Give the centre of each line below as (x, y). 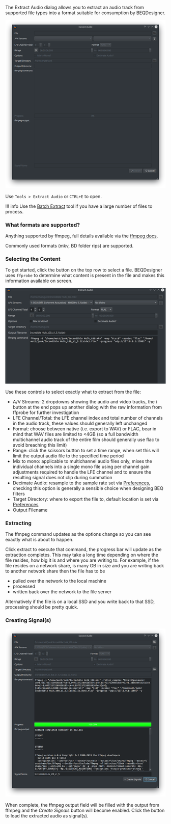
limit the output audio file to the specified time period (68, 456)
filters (19, 494)
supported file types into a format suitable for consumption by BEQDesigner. (85, 13)
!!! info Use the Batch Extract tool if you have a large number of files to (79, 206)
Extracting (19, 523)
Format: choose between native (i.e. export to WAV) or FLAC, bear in (84, 429)
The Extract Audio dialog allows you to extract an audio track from (75, 7)
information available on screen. (39, 281)
